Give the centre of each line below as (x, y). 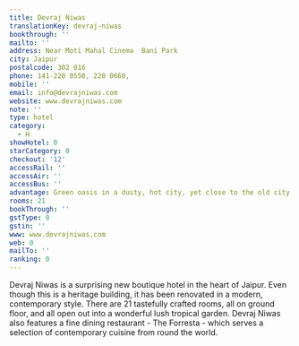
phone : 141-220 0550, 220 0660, (69, 76)
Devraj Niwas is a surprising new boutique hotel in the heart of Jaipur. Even (148, 285)
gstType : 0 (30, 217)
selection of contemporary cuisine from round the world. (114, 332)
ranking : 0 (30, 259)
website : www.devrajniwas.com (66, 101)
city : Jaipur (34, 59)
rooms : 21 (28, 201)
